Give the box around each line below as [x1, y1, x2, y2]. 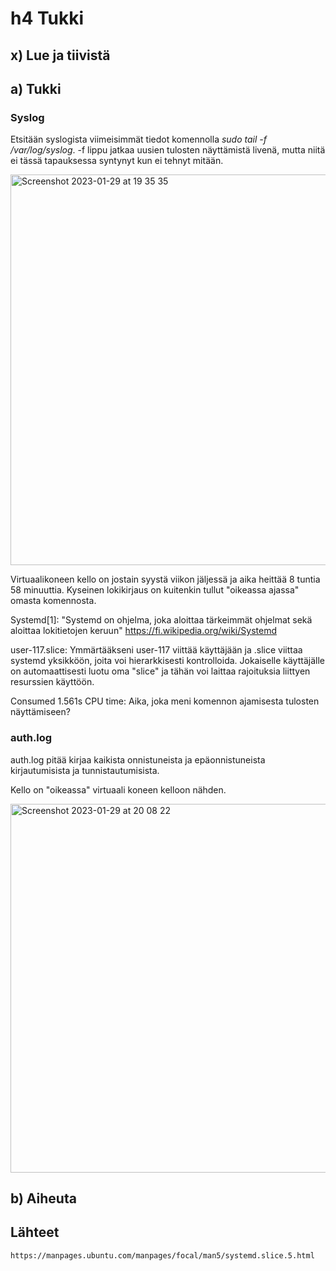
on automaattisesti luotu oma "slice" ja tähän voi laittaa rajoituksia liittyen [10, 665, 311, 677]
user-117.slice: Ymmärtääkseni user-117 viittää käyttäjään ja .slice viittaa [10, 644, 303, 656]
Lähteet [10, 1224, 60, 1241]
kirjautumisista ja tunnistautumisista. [10, 764, 160, 776]
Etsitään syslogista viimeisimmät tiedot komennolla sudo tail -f [10, 133, 267, 146]
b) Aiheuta [10, 1190, 77, 1207]
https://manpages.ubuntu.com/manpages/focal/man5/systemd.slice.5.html [10, 1250, 315, 1261]
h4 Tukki [10, 7, 85, 30]
